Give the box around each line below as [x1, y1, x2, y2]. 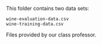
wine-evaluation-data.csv [6, 16, 69, 22]
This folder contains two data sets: [6, 5, 89, 12]
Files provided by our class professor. [6, 31, 97, 38]
